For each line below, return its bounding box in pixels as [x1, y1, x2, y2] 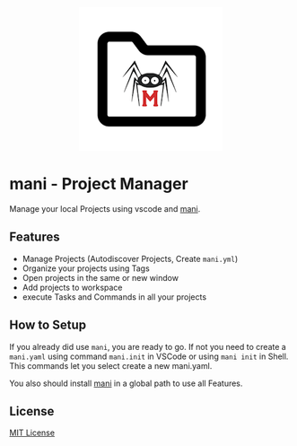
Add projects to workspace [22, 282, 123, 293]
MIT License [9, 427, 56, 438]
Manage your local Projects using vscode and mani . [9, 203, 201, 214]
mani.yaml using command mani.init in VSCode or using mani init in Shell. [9, 351, 289, 362]
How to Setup [9, 318, 87, 333]
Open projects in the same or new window [22, 272, 179, 283]
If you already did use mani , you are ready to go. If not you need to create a [9, 341, 287, 352]
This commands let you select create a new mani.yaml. [9, 360, 213, 371]
